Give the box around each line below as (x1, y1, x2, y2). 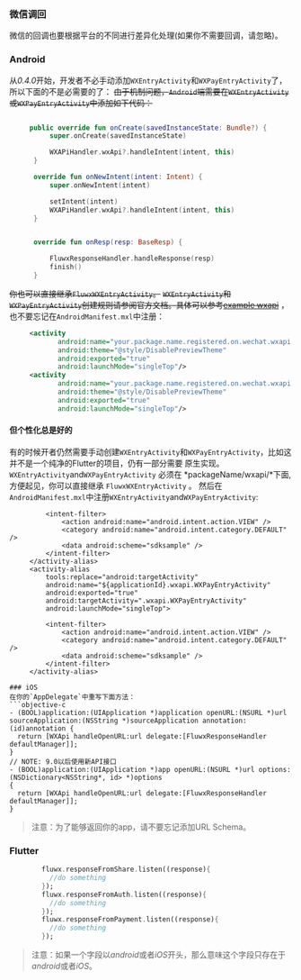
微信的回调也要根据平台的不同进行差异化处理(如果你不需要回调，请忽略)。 (9, 30, 283, 41)
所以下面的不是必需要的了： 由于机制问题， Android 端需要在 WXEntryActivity (9, 86, 289, 96)
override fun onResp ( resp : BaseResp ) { (32, 238, 182, 247)
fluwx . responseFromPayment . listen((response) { (41, 915, 219, 924)
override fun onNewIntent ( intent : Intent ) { (32, 173, 203, 182)
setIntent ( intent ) (49, 196, 119, 206)
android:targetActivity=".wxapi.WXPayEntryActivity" (45, 596, 247, 605)
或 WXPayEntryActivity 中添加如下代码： (9, 97, 153, 108)
